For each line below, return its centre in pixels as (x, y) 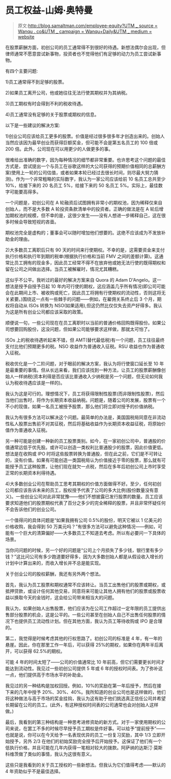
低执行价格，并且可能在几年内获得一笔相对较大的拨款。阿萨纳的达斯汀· (80, 747)
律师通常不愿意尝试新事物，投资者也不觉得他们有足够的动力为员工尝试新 (81, 54)
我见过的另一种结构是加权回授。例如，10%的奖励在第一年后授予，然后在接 (83, 685)
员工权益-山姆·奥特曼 (49, 10)
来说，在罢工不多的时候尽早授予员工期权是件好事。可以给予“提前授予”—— (87, 728)
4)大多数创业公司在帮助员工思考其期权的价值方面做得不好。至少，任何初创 (83, 484)
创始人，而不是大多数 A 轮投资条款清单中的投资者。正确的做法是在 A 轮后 (82, 209)
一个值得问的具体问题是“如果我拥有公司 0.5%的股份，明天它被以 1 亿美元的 (84, 520)
